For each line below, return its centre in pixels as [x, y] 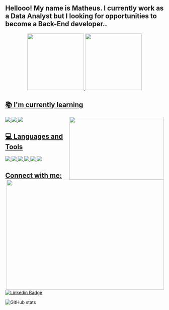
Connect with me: [34, 175]
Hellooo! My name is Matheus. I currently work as [84, 8]
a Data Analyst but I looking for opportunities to [81, 16]
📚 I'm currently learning [44, 105]
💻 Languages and [34, 137]
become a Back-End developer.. [56, 24]
